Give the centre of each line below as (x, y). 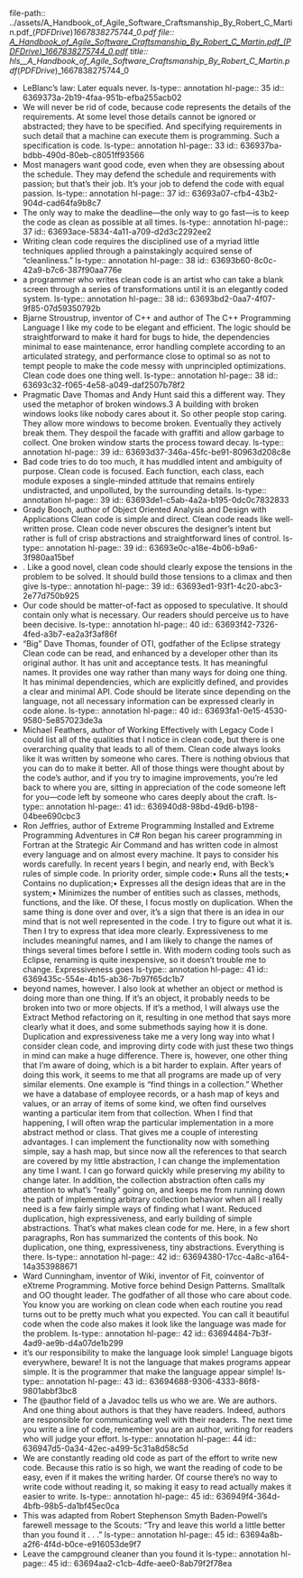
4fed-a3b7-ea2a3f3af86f (69, 634)
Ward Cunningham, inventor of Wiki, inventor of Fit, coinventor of (143, 1276)
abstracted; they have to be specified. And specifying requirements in (152, 126)
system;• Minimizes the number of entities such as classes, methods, (151, 893)
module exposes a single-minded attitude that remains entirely (138, 481)
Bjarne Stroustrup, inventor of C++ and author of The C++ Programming (156, 318)
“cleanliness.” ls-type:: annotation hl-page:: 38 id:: (115, 260)
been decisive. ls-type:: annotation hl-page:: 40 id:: (118, 624)
